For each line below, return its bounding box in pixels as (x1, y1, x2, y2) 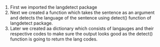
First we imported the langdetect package (10, 4, 97, 10)
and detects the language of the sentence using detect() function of (10, 15, 151, 20)
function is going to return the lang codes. (10, 36, 98, 42)
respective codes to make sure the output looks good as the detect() (10, 31, 153, 36)
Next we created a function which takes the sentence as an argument (10, 9, 155, 15)
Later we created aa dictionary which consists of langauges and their (10, 25, 154, 31)
